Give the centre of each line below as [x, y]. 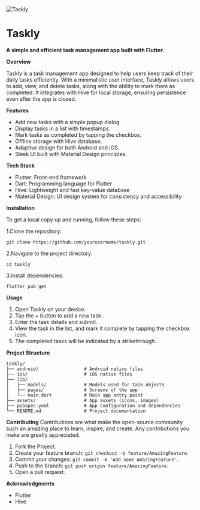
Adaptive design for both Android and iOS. [67, 148]
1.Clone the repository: [34, 231]
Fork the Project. [35, 446]
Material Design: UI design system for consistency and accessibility [98, 196]
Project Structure [28, 352]
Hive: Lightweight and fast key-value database [72, 190]
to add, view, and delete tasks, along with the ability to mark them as [91, 86]
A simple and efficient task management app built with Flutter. [85, 50]
